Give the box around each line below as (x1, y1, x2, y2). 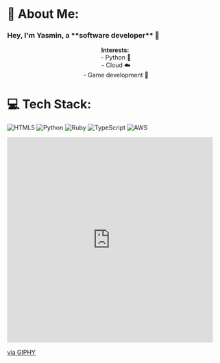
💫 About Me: (7, 6, 80, 22)
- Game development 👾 (83, 71, 149, 79)
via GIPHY (7, 349, 36, 357)
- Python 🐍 (100, 53, 132, 62)
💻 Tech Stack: (7, 96, 92, 112)
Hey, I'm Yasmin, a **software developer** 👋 (7, 31, 160, 40)
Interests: (101, 46, 130, 54)
